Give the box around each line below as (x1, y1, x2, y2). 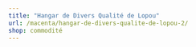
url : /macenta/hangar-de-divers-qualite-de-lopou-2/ (8, 19, 189, 27)
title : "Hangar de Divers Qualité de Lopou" (8, 11, 160, 20)
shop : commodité (8, 26, 63, 34)
